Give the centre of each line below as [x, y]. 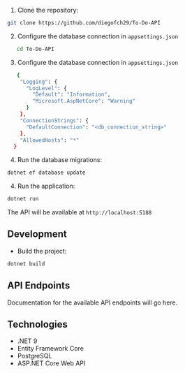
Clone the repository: [48, 10]
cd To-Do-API [35, 49]
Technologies [38, 324]
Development [37, 234]
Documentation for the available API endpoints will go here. [92, 302]
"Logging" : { [39, 82]
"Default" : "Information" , [72, 95]
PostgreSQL [35, 356]
